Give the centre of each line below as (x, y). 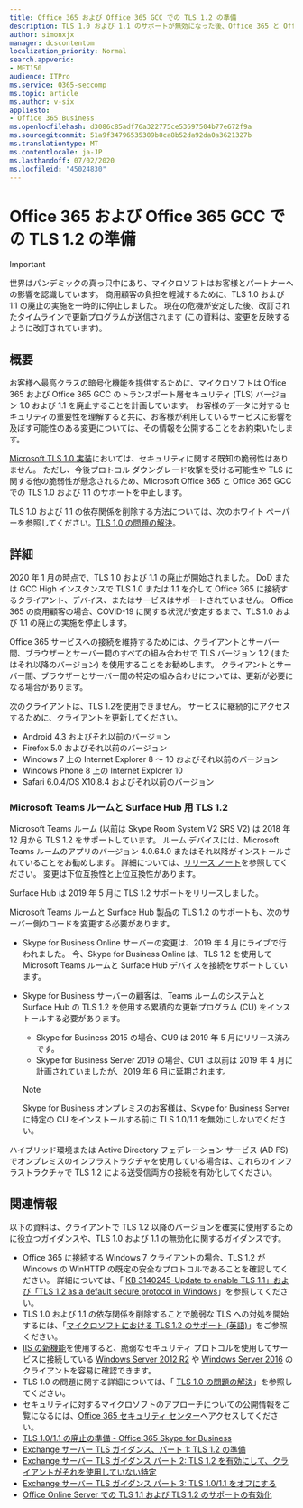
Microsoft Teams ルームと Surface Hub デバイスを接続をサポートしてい (155, 965)
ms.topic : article (44, 93)
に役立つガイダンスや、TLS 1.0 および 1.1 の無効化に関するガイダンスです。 (148, 1239)
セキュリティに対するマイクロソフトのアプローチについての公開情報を (152, 1404)
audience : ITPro (40, 77)
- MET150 (26, 69)
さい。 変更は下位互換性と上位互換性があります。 (109, 874)
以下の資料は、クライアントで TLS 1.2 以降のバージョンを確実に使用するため (151, 1227)
